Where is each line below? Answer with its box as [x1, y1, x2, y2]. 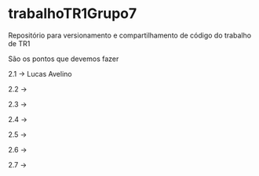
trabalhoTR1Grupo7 [8, 5, 137, 23]
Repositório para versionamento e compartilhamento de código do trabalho [8, 31, 252, 40]
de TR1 [8, 38, 31, 48]
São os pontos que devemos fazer [8, 54, 119, 63]
